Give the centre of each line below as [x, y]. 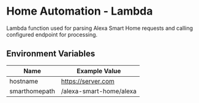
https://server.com [88, 81]
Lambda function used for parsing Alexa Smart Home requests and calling [100, 28]
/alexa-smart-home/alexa [99, 91]
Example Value [99, 71]
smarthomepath [32, 91]
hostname [24, 81]
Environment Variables [51, 54]
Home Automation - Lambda [80, 11]
